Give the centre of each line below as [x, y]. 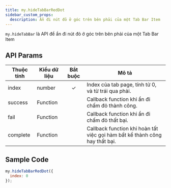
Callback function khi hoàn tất [122, 129]
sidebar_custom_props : [29, 15]
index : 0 [19, 176]
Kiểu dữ [49, 70]
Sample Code [27, 159]
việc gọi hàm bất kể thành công [124, 135]
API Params [24, 55]
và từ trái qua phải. [109, 91]
